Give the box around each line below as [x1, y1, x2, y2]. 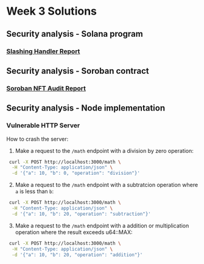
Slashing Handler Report [6, 47, 80, 56]
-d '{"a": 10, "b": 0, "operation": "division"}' [12, 170, 140, 177]
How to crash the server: [6, 135, 69, 142]
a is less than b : [15, 188, 54, 195]
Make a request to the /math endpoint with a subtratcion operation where [15, 182, 199, 189]
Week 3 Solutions [6, 4, 97, 18]
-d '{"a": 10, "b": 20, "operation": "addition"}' [12, 252, 143, 258]
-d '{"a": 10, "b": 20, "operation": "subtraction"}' [12, 211, 151, 217]
